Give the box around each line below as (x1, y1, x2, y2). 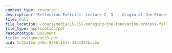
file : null (5, 17, 29, 22)
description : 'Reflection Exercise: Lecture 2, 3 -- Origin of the (5, 12, 153, 17)
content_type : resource (5, 7, 56, 13)
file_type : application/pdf (5, 26, 66, 31)
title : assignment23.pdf (5, 36, 58, 41)
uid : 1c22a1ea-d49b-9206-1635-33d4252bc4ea (5, 40, 100, 45)
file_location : (5, 21, 38, 27)
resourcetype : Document (5, 31, 56, 36)
